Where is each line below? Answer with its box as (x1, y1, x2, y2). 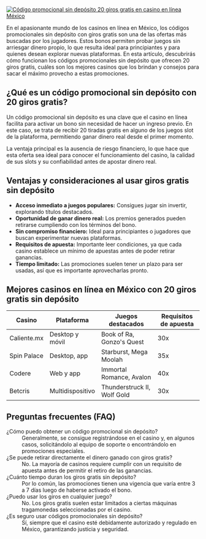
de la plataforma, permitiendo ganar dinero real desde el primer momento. (6, 132, 194, 140)
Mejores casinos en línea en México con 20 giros (6, 285, 197, 295)
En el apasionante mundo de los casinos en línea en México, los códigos (6, 25, 189, 31)
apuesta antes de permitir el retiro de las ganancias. (21, 467, 153, 475)
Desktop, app (49, 351, 88, 360)
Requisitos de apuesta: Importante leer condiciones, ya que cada (15, 240, 182, 248)
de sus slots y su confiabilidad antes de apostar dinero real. (6, 158, 157, 165)
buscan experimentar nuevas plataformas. (15, 234, 123, 242)
